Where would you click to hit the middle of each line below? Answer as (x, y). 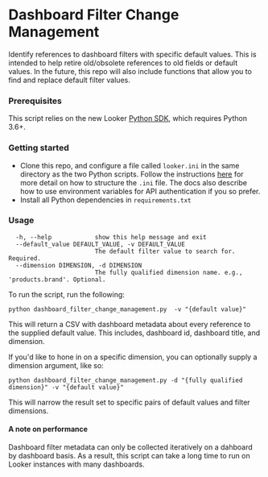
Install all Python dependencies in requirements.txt (105, 200)
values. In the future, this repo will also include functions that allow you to (130, 71)
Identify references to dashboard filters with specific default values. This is (132, 54)
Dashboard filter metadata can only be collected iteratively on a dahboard (131, 447)
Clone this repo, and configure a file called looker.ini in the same (130, 165)
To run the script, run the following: (66, 294)
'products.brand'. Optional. (57, 280)
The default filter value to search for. (165, 251)
